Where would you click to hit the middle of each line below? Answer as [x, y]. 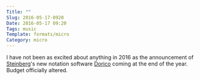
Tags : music [21, 29]
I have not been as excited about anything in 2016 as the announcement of [100, 57]
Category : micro [27, 40]
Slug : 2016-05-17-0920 [35, 18]
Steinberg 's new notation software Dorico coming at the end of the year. [97, 64]
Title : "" [19, 12]
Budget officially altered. [37, 70]
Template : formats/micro [38, 35]
